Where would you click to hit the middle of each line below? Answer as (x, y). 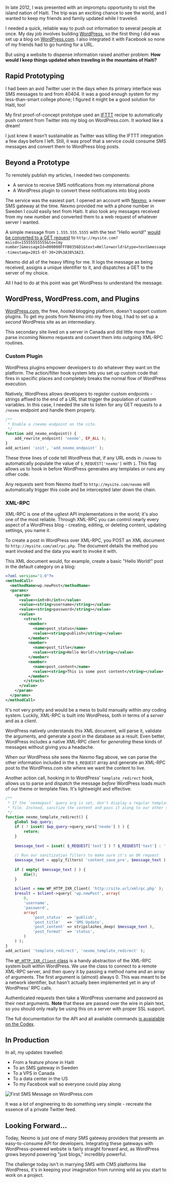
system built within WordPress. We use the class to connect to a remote (81, 966)
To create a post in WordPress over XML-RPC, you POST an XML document (85, 540)
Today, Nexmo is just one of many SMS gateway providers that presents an (85, 1138)
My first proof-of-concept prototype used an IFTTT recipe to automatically (84, 114)
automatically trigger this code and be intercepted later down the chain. (81, 489)
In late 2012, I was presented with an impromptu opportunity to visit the (80, 7)
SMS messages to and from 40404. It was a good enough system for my (82, 94)
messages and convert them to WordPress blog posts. (63, 146)
